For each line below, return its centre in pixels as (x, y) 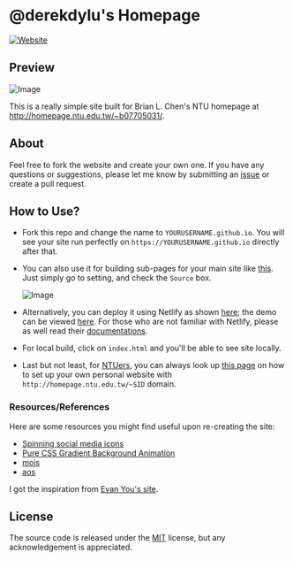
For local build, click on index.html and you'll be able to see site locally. (152, 348)
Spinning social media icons (73, 443)
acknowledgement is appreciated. (71, 547)
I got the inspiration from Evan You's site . (84, 488)
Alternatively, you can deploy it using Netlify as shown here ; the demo (149, 312)
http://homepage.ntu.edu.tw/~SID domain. (99, 384)
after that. (40, 251)
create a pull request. (48, 183)
